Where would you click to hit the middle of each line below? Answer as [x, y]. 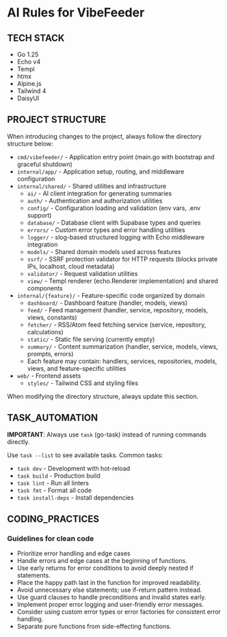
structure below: [30, 143]
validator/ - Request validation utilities [82, 273]
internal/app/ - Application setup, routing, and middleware [101, 171]
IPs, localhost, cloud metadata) [71, 266]
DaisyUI [28, 98]
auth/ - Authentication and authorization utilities [95, 200]
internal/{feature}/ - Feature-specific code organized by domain [111, 295]
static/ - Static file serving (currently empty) [91, 339]
